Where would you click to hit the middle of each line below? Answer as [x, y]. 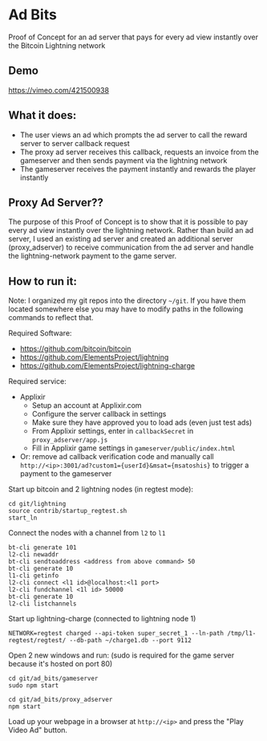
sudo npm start [34, 686]
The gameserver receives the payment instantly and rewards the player [138, 169]
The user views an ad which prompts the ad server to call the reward [133, 135]
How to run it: [43, 281]
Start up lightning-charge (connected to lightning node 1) [102, 619]
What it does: [42, 115]
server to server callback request [75, 143]
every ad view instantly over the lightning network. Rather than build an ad [131, 230]
